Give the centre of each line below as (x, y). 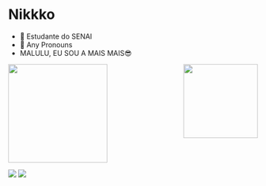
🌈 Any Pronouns (46, 44)
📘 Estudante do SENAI (56, 36)
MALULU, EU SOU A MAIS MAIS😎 (76, 53)
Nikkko (32, 15)
